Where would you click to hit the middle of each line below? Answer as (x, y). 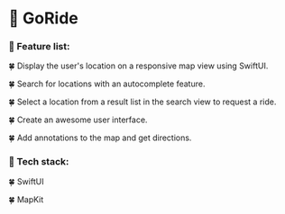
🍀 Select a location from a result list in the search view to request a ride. (142, 102)
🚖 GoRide (43, 18)
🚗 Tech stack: (39, 162)
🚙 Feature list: (39, 47)
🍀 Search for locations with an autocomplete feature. (107, 84)
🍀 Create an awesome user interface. (78, 120)
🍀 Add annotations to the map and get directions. (100, 138)
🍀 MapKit (26, 199)
